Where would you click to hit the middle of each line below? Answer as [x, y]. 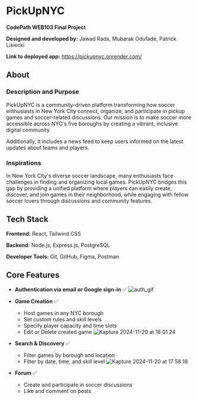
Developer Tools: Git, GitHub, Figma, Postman [63, 256]
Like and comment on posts [57, 391]
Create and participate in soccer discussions [78, 385]
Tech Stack [27, 219]
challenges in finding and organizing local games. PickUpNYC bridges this [97, 182]
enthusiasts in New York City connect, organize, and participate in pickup [96, 111]
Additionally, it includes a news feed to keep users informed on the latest [95, 141]
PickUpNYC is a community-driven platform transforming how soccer [91, 105]
